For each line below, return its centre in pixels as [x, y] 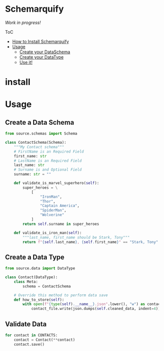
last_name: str [29, 165]
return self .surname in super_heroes [61, 224]
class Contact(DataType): [31, 277]
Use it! [26, 62]
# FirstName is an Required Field [49, 152]
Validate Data [26, 324]
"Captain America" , [60, 206]
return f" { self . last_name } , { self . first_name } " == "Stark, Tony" [91, 242]
